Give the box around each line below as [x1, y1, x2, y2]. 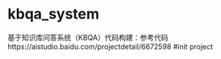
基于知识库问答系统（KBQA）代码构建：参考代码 [7, 32, 169, 42]
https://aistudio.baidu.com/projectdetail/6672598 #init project [7, 41, 214, 51]
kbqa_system [7, 5, 100, 23]
